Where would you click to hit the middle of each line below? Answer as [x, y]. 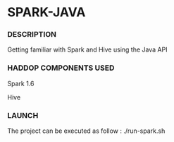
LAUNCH [23, 115]
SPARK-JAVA [46, 12]
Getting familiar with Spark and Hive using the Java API [87, 49]
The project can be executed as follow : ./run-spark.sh [86, 131]
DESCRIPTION [32, 35]
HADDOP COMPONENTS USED [61, 68]
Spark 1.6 [21, 83]
